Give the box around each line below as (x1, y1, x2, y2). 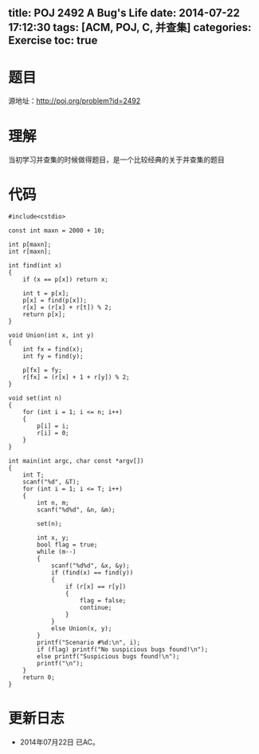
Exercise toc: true (8, 34, 98, 47)
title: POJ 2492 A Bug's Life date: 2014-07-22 (8, 6, 241, 20)
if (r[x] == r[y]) (65, 582, 127, 591)
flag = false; (79, 597, 127, 605)
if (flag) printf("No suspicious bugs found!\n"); (37, 645, 209, 653)
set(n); (37, 520, 62, 528)
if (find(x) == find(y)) (50, 569, 134, 577)
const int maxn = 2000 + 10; (8, 227, 105, 235)
